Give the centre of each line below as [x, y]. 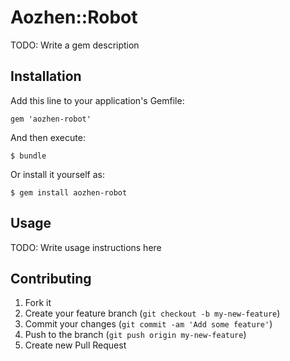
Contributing [51, 278]
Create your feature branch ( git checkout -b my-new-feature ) [152, 313]
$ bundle [28, 156]
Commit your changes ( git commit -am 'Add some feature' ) [148, 324]
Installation [46, 76]
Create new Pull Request [75, 345]
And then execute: [48, 137]
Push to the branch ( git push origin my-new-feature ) [135, 335]
